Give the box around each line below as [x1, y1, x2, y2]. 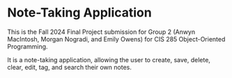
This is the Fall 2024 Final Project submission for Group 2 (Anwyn [7, 28, 196, 36]
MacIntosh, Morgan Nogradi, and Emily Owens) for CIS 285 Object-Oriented [7, 35, 226, 43]
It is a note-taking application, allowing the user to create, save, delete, [7, 55, 211, 64]
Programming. [7, 42, 48, 50]
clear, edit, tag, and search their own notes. [7, 63, 132, 71]
